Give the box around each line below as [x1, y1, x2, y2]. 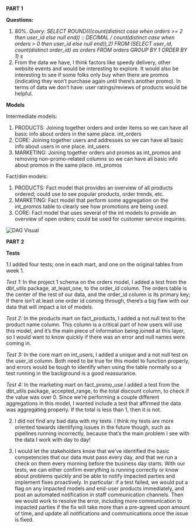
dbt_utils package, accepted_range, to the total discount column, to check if [6, 387, 189, 394]
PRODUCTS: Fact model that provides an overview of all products [14, 184, 173, 191]
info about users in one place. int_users [14, 143, 110, 150]
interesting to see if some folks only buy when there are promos [14, 72, 169, 78]
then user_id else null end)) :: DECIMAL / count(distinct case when [14, 34, 175, 40]
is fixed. [14, 516, 34, 523]
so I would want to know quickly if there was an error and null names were [6, 334, 185, 340]
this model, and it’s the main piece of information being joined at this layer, [6, 327, 185, 334]
